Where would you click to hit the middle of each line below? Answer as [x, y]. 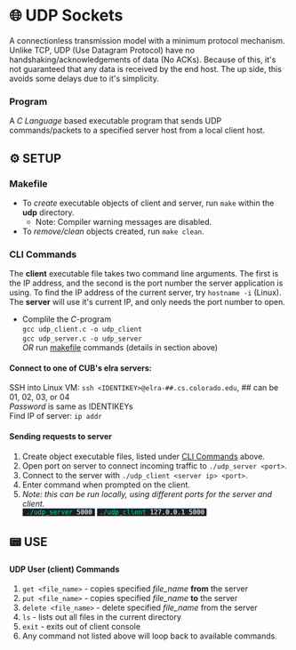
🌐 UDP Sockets [66, 16]
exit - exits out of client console [81, 627]
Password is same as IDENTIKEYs [71, 406]
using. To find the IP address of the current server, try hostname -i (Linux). [145, 293]
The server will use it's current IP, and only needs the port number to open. [148, 302]
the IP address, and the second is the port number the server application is [146, 283]
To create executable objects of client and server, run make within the [148, 203]
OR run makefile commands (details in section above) [120, 348]
